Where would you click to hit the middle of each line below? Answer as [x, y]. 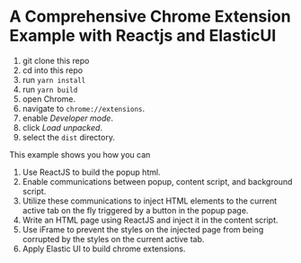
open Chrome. [49, 99]
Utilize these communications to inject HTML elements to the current [150, 201]
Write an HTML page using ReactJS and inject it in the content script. [150, 220]
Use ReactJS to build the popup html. [91, 172]
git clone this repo [56, 60]
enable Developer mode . [68, 118]
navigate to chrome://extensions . [84, 108]
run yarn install [54, 79]
